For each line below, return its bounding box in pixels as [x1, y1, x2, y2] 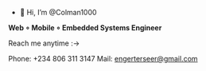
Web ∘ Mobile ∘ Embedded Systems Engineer [8, 23, 162, 32]
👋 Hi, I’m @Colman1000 [19, 8, 97, 17]
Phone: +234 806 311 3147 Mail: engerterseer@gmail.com [8, 54, 198, 63]
